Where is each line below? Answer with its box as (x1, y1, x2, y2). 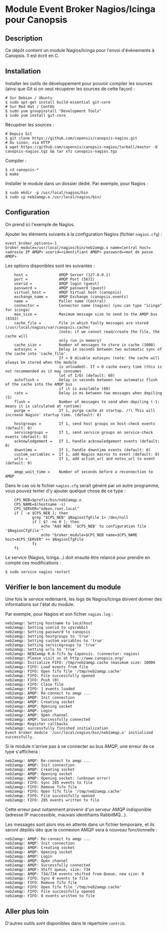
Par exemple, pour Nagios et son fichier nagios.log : (5, 611, 113, 617)
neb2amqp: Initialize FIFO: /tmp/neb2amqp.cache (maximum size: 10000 (5, 660, 155, 665)
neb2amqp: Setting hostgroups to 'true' (5, 634, 91, 639)
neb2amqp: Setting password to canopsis (5, 629, 91, 635)
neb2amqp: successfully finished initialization (5, 726, 108, 731)
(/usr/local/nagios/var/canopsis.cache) (5, 325, 91, 330)
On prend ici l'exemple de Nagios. (5, 221, 75, 227)
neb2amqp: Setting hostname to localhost (5, 621, 93, 626)
